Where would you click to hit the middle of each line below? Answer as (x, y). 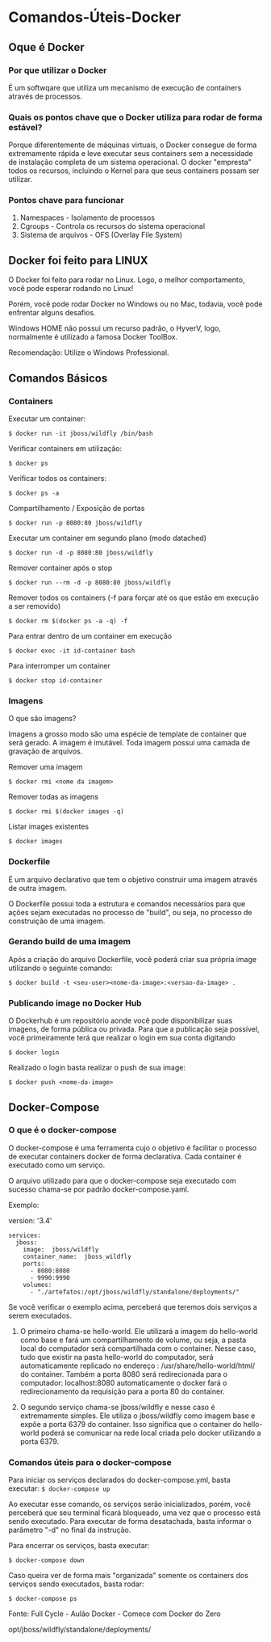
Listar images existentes (49, 827)
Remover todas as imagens (54, 797)
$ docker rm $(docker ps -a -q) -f (68, 621)
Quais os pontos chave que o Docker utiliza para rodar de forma (135, 117)
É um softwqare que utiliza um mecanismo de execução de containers (125, 87)
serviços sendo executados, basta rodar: (76, 1584)
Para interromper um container (60, 665)
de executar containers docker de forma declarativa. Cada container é (125, 1156)
